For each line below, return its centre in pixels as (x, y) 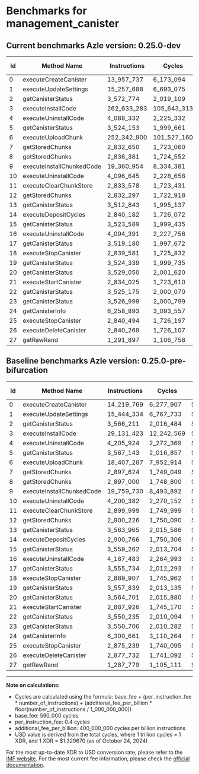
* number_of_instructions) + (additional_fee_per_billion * (83, 703)
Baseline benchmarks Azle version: (73, 361)
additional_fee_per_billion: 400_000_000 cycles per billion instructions (100, 728)
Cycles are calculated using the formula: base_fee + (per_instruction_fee (103, 696)
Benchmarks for (46, 11)
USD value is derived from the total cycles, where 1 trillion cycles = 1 (98, 734)
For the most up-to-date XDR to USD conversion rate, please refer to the (94, 752)
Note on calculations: (33, 685)
